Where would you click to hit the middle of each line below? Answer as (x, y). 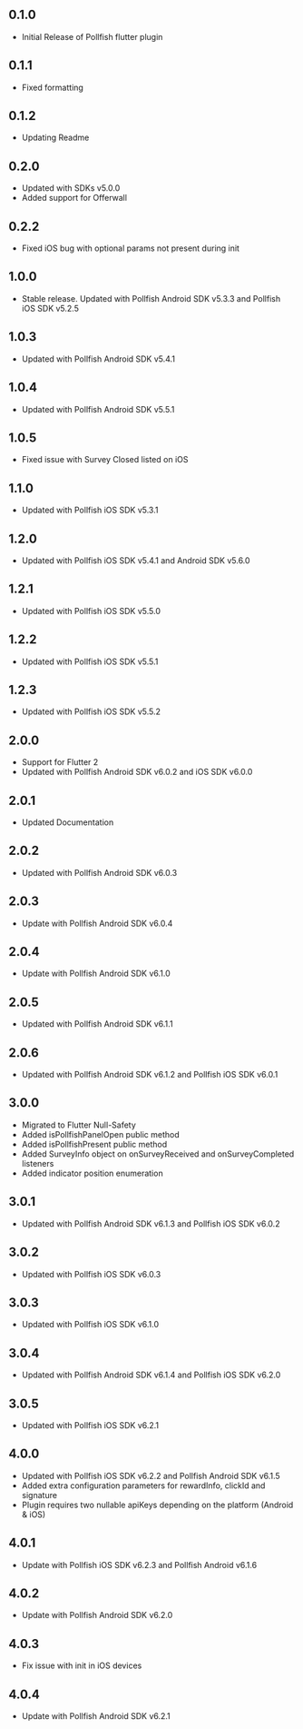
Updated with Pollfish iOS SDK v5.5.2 (91, 711)
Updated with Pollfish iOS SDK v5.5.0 (91, 611)
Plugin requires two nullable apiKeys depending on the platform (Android (157, 1505)
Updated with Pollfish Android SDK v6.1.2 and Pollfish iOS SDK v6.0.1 (150, 1075)
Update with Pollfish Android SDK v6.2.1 (96, 1716)
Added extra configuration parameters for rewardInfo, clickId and (143, 1486)
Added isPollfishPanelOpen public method (101, 1134)
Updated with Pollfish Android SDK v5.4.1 (98, 359)
